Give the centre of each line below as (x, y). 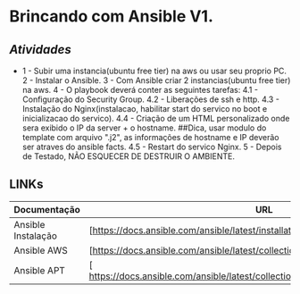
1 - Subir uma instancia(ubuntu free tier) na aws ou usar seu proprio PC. (154, 71)
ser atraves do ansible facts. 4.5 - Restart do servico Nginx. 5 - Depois (152, 147)
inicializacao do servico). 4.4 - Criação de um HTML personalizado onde (156, 118)
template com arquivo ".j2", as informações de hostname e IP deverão (150, 137)
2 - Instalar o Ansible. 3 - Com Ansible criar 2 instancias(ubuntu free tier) (156, 80)
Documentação (47, 209)
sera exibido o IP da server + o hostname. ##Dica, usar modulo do (144, 128)
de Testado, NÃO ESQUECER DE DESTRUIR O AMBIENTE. (128, 156)
